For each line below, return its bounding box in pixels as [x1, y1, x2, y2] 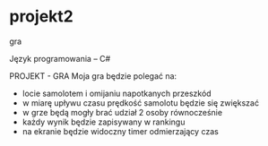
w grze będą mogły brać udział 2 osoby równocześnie [22, 107, 222, 117]
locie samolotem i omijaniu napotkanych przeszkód [22, 88, 212, 99]
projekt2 [9, 6, 73, 27]
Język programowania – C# [9, 53, 111, 64]
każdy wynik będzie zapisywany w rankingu [22, 116, 186, 127]
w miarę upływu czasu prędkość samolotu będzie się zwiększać [22, 97, 260, 108]
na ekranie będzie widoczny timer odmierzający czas [22, 125, 220, 136]
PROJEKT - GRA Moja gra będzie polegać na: [9, 70, 177, 82]
